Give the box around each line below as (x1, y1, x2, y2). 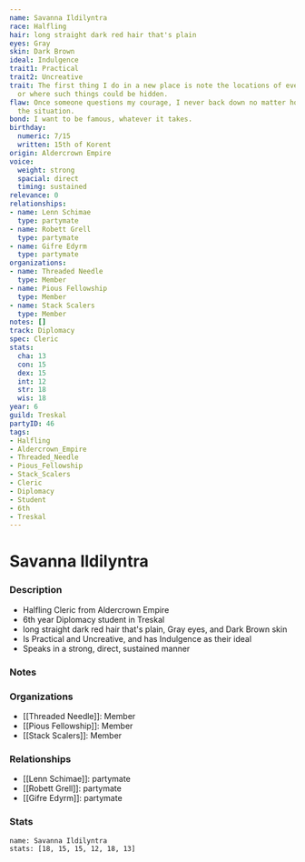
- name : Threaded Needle (9, 267, 103, 276)
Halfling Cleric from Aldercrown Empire (22, 604, 170, 615)
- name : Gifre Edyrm (9, 242, 88, 251)
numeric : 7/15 (17, 132, 71, 141)
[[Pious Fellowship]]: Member (22, 720, 133, 731)
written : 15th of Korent (17, 140, 112, 149)
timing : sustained (17, 183, 88, 192)
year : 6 (9, 402, 39, 412)
